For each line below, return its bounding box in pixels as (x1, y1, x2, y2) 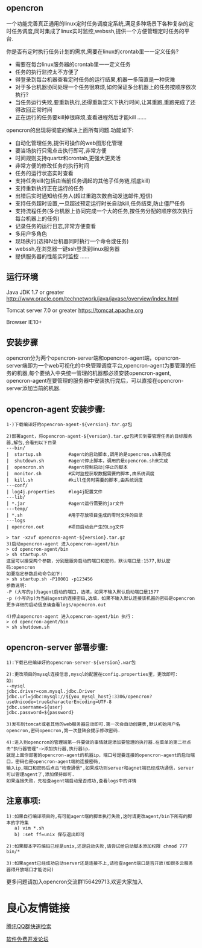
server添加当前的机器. (6, 385, 62, 392)
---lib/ (6, 494, 26, 501)
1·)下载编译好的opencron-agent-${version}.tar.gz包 (6, 421, 133, 428)
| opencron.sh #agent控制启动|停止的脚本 (6, 464, 128, 470)
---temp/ (6, 506, 28, 512)
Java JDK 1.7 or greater (6, 288, 65, 296)
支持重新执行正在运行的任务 (14, 184, 84, 192)
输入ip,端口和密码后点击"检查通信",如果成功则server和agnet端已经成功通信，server (6, 765, 194, 771)
